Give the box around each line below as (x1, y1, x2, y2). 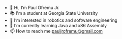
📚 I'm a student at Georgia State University (9, 10, 98, 16)
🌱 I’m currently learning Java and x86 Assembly (9, 23, 107, 28)
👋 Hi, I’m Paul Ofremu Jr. (9, 5, 60, 10)
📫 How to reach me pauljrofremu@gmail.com (9, 28, 103, 34)
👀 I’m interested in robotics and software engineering (9, 17, 118, 23)
